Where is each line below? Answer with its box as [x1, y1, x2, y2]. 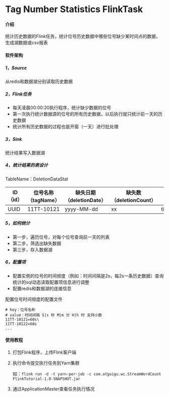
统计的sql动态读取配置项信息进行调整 [12, 279, 90, 285]
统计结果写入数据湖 [5, 150, 45, 156]
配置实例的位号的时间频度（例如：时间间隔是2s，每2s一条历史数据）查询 [12, 273, 164, 279]
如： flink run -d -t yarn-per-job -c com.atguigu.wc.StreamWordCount [12, 371, 161, 377]
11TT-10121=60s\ [5, 317, 39, 322]
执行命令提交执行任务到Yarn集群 [12, 360, 79, 366]
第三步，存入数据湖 [12, 246, 53, 253]
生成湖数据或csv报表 [5, 39, 48, 46]
